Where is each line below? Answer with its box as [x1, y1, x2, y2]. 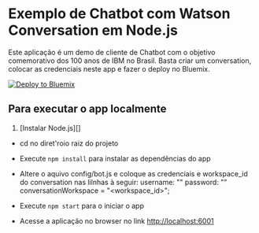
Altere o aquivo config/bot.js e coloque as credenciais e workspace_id [19, 168, 248, 178]
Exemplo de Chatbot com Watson [8, 5, 231, 23]
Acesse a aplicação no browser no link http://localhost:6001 [19, 216, 214, 225]
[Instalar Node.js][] [19, 123, 81, 132]
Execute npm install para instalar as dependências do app [19, 153, 211, 163]
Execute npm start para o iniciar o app [19, 201, 144, 210]
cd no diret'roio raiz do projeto [19, 139, 119, 148]
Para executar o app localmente [8, 102, 167, 116]
